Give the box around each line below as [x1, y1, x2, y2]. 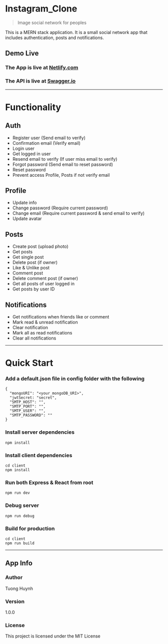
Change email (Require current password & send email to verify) [12, 210, 145, 216]
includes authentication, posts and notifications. [5, 35, 104, 41]
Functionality [5, 101, 61, 113]
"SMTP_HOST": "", [9, 400, 46, 405]
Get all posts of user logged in [12, 281, 75, 287]
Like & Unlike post [12, 265, 50, 271]
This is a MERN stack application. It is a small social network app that [5, 29, 147, 35]
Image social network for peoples [17, 20, 86, 26]
